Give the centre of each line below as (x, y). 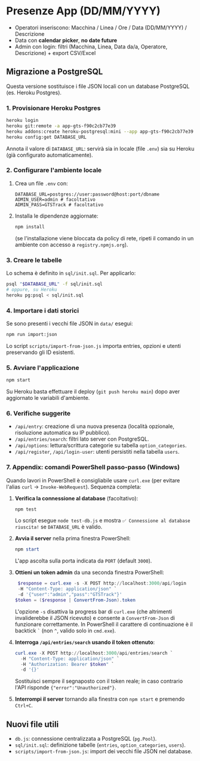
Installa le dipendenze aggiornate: (56, 216)
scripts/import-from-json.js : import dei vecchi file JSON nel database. (104, 751)
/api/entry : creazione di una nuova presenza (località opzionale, (95, 426)
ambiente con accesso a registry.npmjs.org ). (71, 245)
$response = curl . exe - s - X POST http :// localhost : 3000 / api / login (102, 583)
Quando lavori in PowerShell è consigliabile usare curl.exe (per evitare (93, 480)
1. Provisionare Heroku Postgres (53, 108)
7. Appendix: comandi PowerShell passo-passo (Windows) (93, 467)
